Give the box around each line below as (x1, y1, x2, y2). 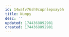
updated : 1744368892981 (5, 20, 53, 25)
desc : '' (5, 16, 23, 21)
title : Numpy (5, 12, 32, 16)
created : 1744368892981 (5, 25, 53, 30)
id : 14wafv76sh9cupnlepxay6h (5, 7, 64, 12)
